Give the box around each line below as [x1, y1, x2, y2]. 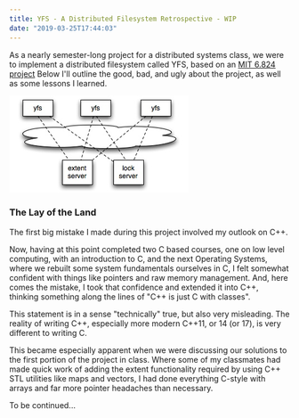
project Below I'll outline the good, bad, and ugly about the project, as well [9, 68, 282, 79]
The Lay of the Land [9, 206, 97, 218]
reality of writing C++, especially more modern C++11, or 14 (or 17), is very [9, 317, 282, 329]
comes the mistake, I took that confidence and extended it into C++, [9, 282, 259, 292]
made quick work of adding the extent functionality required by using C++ [9, 364, 281, 374]
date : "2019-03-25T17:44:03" [9, 23, 117, 33]
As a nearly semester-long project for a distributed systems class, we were [9, 49, 285, 60]
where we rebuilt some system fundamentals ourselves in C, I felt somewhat [9, 263, 289, 274]
